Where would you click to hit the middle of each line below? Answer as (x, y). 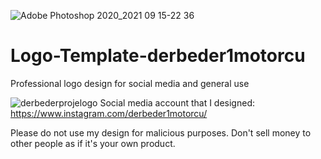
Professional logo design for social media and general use (130, 83)
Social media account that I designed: (177, 102)
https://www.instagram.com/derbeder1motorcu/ (109, 113)
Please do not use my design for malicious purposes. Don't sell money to (161, 132)
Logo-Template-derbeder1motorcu (158, 56)
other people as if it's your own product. (93, 143)
